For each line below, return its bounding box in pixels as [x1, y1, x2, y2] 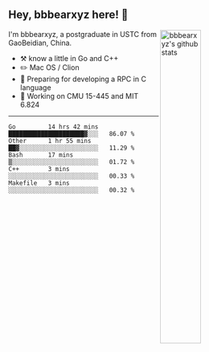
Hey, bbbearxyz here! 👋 [8, 8, 129, 22]
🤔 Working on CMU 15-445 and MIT [19, 91, 139, 100]
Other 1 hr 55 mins [8, 137, 92, 145]
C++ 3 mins [8, 165, 70, 173]
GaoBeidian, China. [8, 38, 72, 47]
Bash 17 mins [8, 150, 74, 159]
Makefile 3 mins [8, 178, 70, 187]
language [19, 82, 51, 92]
